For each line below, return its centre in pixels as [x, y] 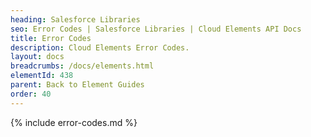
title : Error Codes [51, 38]
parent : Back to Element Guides [77, 85]
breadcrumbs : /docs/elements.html [82, 66]
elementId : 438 [42, 76]
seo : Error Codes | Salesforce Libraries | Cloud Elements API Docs [156, 29]
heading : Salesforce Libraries [75, 19]
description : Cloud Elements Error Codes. [100, 47]
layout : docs [37, 57]
